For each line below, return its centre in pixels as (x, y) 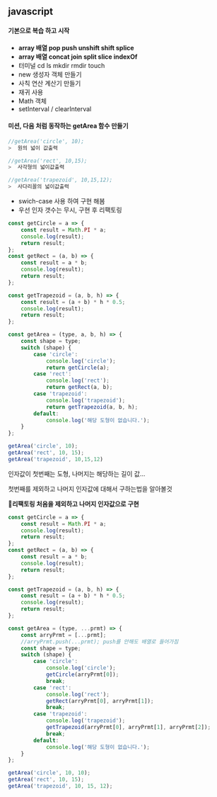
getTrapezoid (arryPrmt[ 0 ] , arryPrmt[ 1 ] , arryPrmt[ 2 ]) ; (128, 728)
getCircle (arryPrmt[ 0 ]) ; (82, 675)
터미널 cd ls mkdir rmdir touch (61, 65)
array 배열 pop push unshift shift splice (76, 47)
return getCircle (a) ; (78, 368)
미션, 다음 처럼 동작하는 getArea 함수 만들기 (69, 126)
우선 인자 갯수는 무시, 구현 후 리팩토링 (70, 210)
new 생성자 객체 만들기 (50, 74)
